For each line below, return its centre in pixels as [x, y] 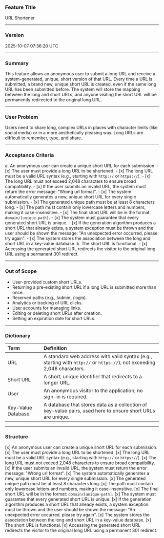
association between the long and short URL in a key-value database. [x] [78, 520]
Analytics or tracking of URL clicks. [47, 302]
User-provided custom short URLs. [47, 282]
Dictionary [18, 335]
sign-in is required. [66, 397]
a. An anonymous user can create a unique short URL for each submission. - [82, 166]
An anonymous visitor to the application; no [93, 391]
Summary [17, 63]
